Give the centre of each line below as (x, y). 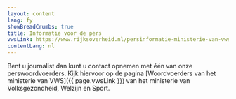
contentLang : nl (31, 46)
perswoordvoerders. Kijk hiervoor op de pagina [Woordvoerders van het (112, 73)
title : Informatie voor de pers (54, 33)
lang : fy (20, 20)
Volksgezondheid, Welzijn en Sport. (59, 88)
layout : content (31, 14)
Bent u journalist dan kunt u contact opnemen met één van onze (100, 66)
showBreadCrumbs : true (40, 26)
